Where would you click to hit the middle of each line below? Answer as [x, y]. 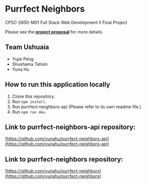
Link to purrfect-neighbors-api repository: [70, 127]
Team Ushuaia [27, 47]
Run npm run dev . [29, 112]
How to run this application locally [58, 84]
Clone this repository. [33, 96]
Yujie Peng [23, 59]
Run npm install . [29, 101]
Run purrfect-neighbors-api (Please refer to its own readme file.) [77, 107]
